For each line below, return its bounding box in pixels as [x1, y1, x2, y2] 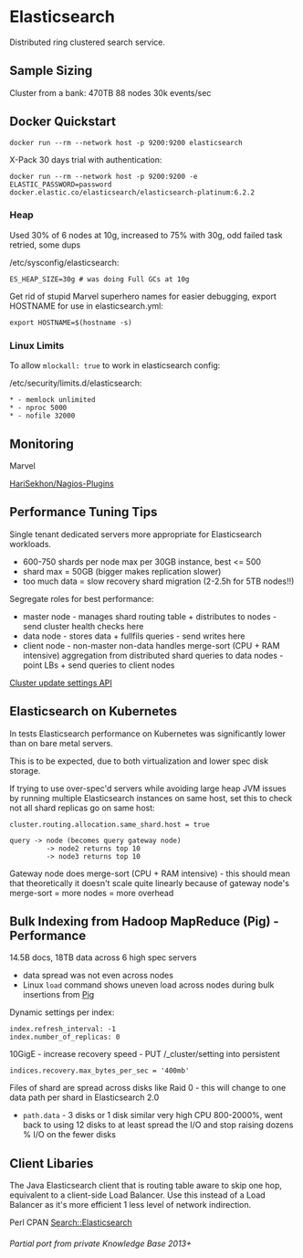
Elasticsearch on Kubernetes [9, 703, 178, 719]
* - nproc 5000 [9, 404, 68, 413]
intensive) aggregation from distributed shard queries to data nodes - [22, 650, 284, 661]
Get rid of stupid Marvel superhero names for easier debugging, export [9, 291, 277, 301]
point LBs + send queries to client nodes [22, 660, 175, 671]
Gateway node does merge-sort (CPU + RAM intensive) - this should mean [9, 868, 290, 879]
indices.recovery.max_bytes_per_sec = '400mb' [9, 1066, 190, 1075]
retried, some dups [9, 239, 81, 250]
